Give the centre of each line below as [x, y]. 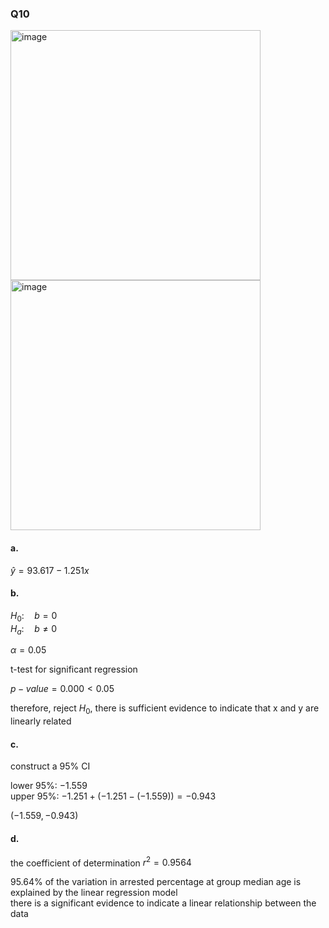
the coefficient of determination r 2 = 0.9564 [101, 862]
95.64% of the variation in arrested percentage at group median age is [156, 882]
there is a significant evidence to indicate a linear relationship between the [163, 903]
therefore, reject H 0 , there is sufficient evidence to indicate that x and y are [165, 709]
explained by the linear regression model [94, 893]
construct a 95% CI [50, 766]
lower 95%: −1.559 [49, 786]
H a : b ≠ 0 [34, 629]
